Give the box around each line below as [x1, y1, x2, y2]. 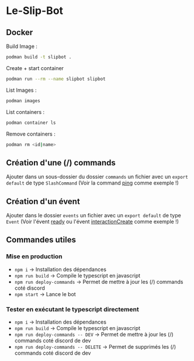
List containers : [6, 108, 45, 115]
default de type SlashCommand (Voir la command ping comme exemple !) [6, 179, 179, 186]
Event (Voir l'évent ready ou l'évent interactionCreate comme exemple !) [6, 218, 179, 225]
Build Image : [6, 43, 38, 50]
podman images [6, 98, 41, 103]
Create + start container [6, 64, 64, 71]
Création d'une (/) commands [6, 158, 116, 168]
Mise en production [6, 252, 63, 261]
